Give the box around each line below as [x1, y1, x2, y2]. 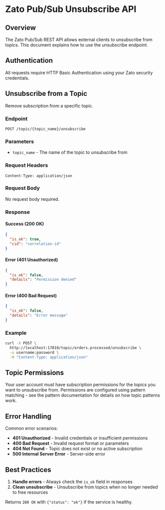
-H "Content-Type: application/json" [9, 355, 88, 360]
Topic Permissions [5, 369, 64, 377]
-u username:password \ [9, 350, 59, 355]
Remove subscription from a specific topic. [5, 102, 94, 108]
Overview [5, 23, 36, 32]
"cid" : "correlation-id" [9, 241, 61, 246]
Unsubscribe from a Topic [5, 89, 87, 98]
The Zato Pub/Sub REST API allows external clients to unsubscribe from [5, 36, 153, 42]
